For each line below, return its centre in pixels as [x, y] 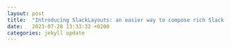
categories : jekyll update [46, 33]
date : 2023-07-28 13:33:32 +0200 [58, 26]
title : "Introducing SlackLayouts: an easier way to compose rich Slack [116, 20]
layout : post [26, 13]
